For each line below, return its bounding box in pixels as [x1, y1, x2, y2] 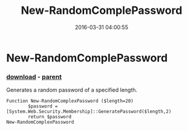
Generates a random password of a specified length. [6, 86, 138, 94]
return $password [28, 114, 71, 120]
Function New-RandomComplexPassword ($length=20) [6, 98, 134, 104]
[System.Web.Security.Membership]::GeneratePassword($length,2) [6, 109, 172, 115]
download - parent [6, 72, 62, 81]
